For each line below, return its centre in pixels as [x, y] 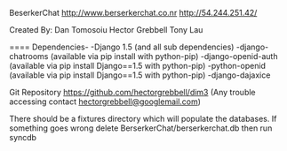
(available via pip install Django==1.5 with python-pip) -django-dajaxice [140, 75]
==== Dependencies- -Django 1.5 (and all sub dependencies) [122, 47]
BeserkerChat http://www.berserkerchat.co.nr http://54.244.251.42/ [133, 13]
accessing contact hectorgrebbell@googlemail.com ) [105, 102]
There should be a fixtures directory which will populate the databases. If [143, 119]
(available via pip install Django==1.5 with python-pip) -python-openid [138, 66]
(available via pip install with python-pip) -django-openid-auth [164, 56]
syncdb [23, 137]
